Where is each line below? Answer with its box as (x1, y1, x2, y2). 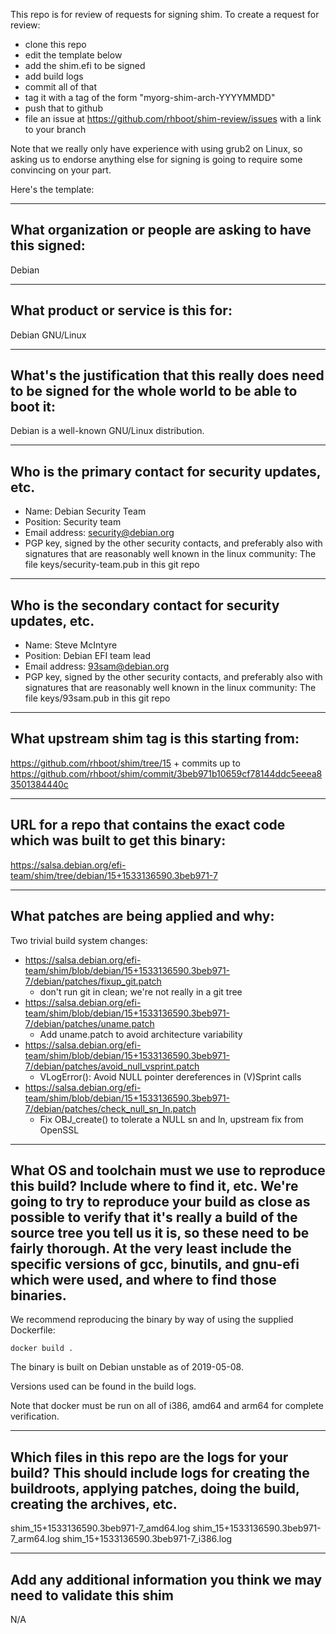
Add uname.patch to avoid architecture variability (39, 1028, 243, 1040)
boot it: (10, 399, 57, 416)
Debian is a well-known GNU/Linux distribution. (10, 425, 205, 437)
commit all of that (24, 81, 98, 93)
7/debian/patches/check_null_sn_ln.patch (24, 1102, 197, 1114)
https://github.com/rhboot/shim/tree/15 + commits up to (10, 757, 241, 769)
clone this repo (24, 39, 87, 50)
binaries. (10, 1287, 67, 1304)
